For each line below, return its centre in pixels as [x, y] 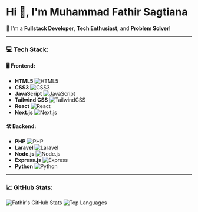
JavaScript [28, 94]
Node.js [24, 154]
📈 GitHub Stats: [29, 187]
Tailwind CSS [31, 100]
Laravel [24, 148]
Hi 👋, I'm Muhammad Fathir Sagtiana [97, 12]
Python [24, 166]
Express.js [28, 160]
